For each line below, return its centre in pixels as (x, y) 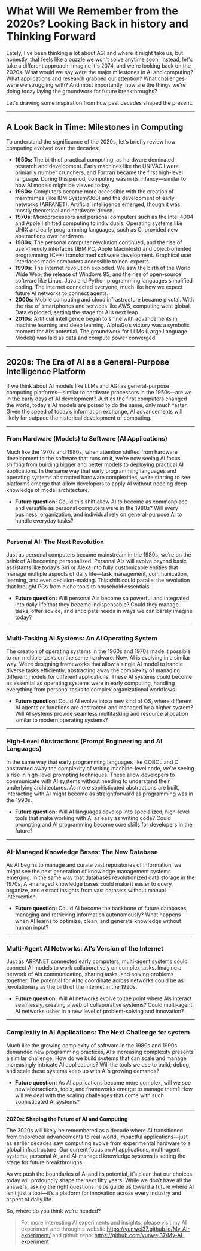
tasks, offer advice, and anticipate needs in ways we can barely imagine (103, 611)
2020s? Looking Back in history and (98, 24)
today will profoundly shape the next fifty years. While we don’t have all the (99, 1180)
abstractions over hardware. (50, 236)
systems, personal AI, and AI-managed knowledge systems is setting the (96, 1156)
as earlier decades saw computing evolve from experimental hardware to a (98, 1143)
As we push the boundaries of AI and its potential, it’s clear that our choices (99, 1174)
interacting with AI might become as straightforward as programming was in (100, 794)
